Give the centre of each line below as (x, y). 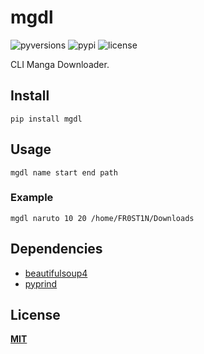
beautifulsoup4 (56, 273)
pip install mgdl (46, 119)
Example (32, 198)
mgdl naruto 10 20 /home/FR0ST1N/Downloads (102, 218)
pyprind (41, 283)
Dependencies (56, 249)
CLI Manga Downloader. (60, 64)
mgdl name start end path (64, 172)
